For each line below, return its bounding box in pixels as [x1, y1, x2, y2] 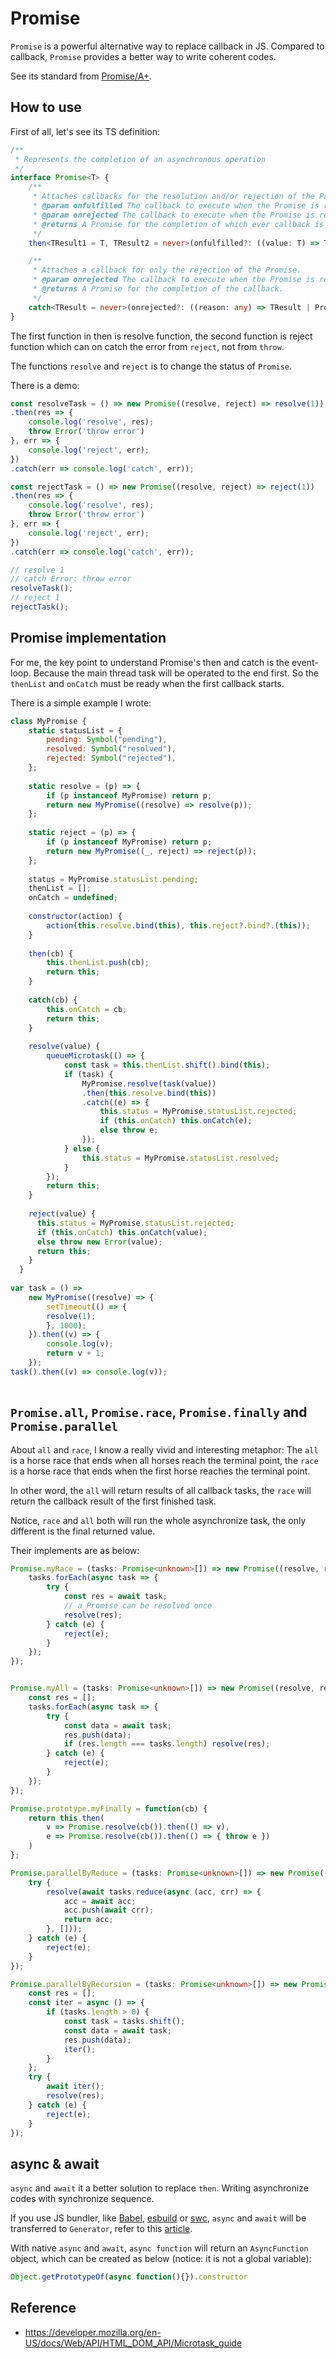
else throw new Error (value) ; [36, 1237, 163, 1247]
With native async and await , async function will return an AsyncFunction [10, 2242, 309, 2254]
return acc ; [63, 1915, 114, 1925]
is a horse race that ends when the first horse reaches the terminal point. [10, 1465, 311, 1477]
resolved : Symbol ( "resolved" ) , [46, 744, 177, 754]
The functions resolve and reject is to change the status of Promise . [10, 360, 293, 372]
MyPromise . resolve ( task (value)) [81, 1078, 217, 1089]
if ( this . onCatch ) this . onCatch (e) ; [99, 1116, 253, 1126]
